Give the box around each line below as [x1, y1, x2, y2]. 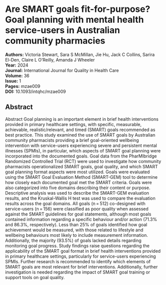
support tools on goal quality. [5, 274, 65, 280]
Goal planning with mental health [5, 14, 144, 25]
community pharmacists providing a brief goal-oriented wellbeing [5, 137, 139, 143]
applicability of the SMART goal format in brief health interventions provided [5, 248, 161, 254]
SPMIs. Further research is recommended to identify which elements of [5, 258, 151, 264]
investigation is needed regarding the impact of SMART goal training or [5, 269, 150, 275]
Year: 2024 [5, 62, 29, 68]
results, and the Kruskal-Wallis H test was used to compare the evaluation [5, 195, 156, 201]
